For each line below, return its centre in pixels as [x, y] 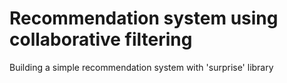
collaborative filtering [101, 39]
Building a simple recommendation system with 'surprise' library [141, 67]
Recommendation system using [144, 18]
